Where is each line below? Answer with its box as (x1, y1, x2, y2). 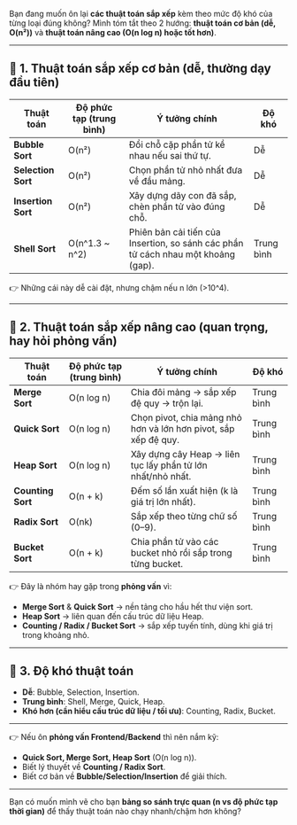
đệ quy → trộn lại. (130, 397, 203, 409)
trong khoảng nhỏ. (21, 629, 90, 640)
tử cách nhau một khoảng (128, 248, 236, 261)
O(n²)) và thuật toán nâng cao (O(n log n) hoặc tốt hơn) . (9, 27, 217, 37)
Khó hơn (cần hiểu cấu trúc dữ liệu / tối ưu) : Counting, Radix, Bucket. (21, 705, 276, 717)
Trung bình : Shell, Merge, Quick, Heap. (21, 697, 165, 707)
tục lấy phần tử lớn (130, 459, 208, 471)
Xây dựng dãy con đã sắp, (128, 189, 237, 201)
